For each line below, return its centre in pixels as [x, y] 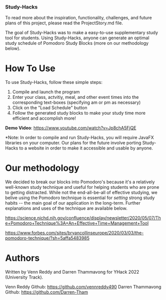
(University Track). [24, 277]
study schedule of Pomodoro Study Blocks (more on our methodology [77, 43]
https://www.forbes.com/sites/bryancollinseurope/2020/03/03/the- [75, 233]
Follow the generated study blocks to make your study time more [79, 113]
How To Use [30, 69]
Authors [22, 258]
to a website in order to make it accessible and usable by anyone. [86, 148]
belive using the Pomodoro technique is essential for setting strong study [80, 198]
